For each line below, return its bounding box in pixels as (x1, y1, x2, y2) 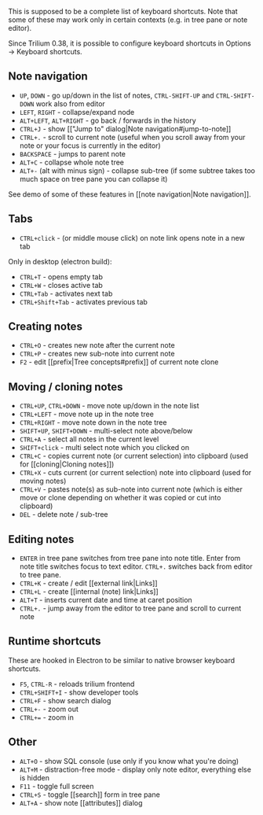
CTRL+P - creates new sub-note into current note (19, 349, 175, 359)
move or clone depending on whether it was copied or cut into (19, 493, 221, 503)
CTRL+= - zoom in (19, 712, 75, 722)
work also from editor (35, 98, 106, 109)
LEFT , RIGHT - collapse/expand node (19, 107, 135, 116)
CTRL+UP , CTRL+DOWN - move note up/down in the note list (19, 401, 199, 411)
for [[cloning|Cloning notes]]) (19, 459, 115, 469)
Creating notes (8, 320, 82, 334)
